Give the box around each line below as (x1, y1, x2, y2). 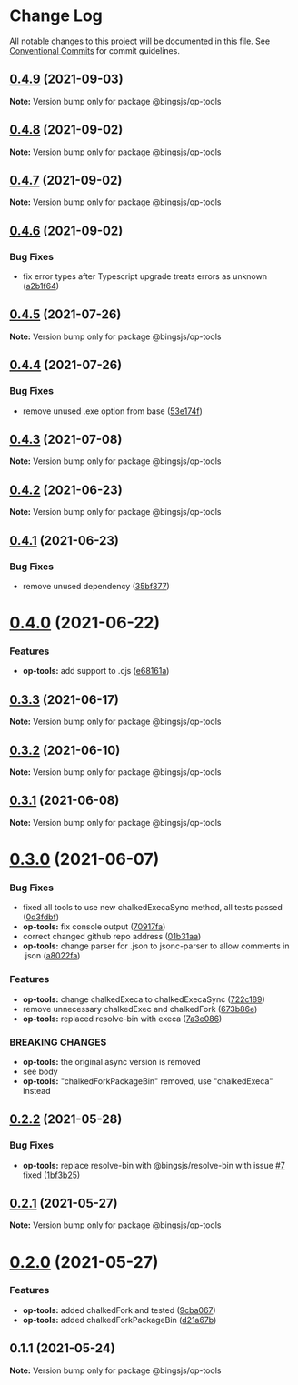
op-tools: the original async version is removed (22, 1056, 202, 1067)
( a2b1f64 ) (22, 281, 60, 292)
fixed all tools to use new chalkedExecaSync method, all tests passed (22, 902, 283, 913)
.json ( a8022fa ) (22, 950, 81, 961)
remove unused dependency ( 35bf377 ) (22, 580, 170, 591)
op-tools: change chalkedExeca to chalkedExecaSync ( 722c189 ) (22, 993, 265, 1005)
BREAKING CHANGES (9, 1036, 107, 1049)
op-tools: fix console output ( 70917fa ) (22, 921, 166, 932)
